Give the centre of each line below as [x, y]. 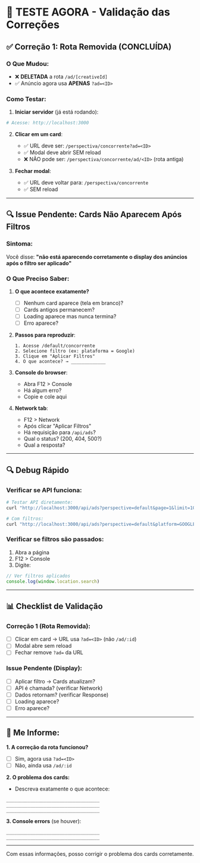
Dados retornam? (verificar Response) [62, 695]
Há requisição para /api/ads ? [60, 432]
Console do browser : [41, 373]
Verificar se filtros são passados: [55, 539]
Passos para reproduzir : [45, 335]
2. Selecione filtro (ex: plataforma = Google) [75, 351]
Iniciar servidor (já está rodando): [57, 112]
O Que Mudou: [28, 64]
